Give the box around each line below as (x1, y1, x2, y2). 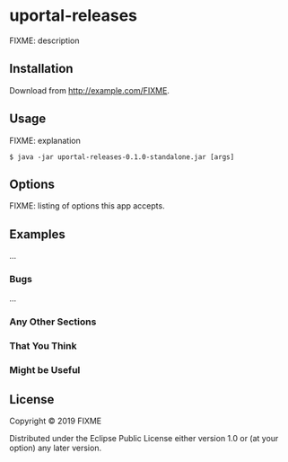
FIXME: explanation (9, 135, 81, 146)
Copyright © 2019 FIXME (9, 415, 102, 427)
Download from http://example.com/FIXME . (9, 84, 170, 95)
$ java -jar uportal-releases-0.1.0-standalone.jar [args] (9, 152, 235, 162)
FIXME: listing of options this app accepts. (9, 200, 165, 211)
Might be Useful (9, 364, 81, 377)
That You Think (9, 340, 77, 352)
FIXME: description (9, 35, 80, 46)
